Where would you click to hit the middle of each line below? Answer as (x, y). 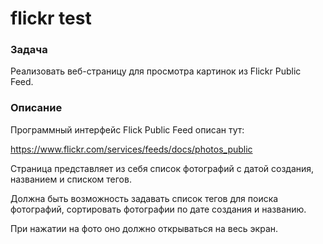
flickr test (51, 18)
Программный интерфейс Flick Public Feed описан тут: (127, 129)
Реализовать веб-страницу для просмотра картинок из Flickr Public (156, 71)
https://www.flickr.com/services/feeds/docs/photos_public (131, 149)
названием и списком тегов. (71, 179)
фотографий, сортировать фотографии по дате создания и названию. (158, 209)
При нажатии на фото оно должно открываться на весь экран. (144, 228)
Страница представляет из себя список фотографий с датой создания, (162, 168)
